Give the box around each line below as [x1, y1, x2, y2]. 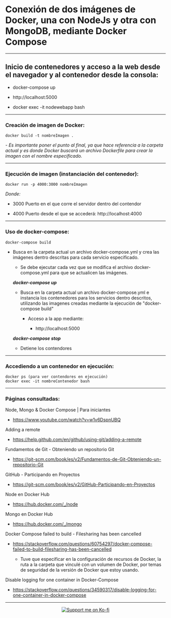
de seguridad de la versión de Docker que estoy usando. [20, 567, 139, 573]
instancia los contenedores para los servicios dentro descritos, [20, 294, 153, 301]
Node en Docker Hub [5, 491, 50, 498]
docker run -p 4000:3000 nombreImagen [5, 182, 88, 187]
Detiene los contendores [20, 345, 72, 351]
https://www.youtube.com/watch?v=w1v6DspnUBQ [12, 417, 121, 423]
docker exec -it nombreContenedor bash [5, 379, 90, 384]
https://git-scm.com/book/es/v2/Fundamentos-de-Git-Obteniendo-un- [12, 456, 161, 462]
